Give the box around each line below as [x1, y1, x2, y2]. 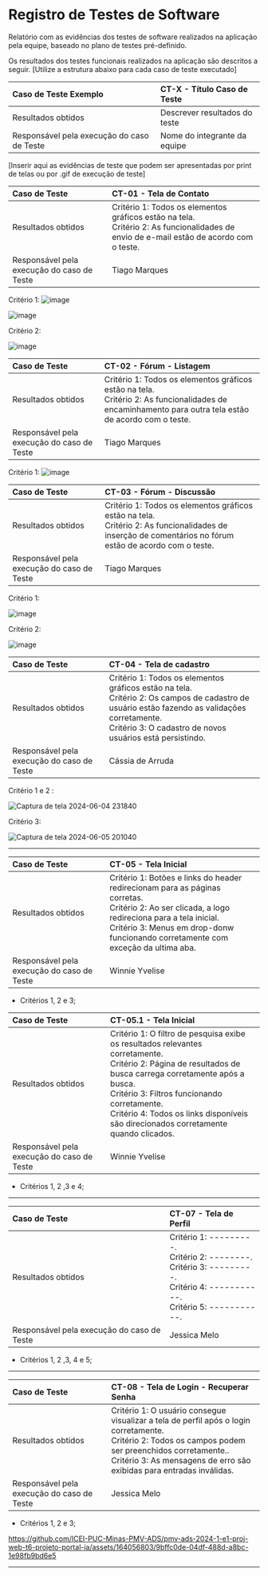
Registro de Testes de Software [8, 6, 220, 24]
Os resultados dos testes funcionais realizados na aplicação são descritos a [8, 56, 258, 66]
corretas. [109, 892, 144, 903]
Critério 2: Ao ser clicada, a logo [109, 902, 230, 913]
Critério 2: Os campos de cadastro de [108, 692, 250, 703]
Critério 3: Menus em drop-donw [109, 922, 235, 933]
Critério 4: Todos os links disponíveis [110, 1107, 249, 1119]
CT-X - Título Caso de [160, 83, 249, 94]
